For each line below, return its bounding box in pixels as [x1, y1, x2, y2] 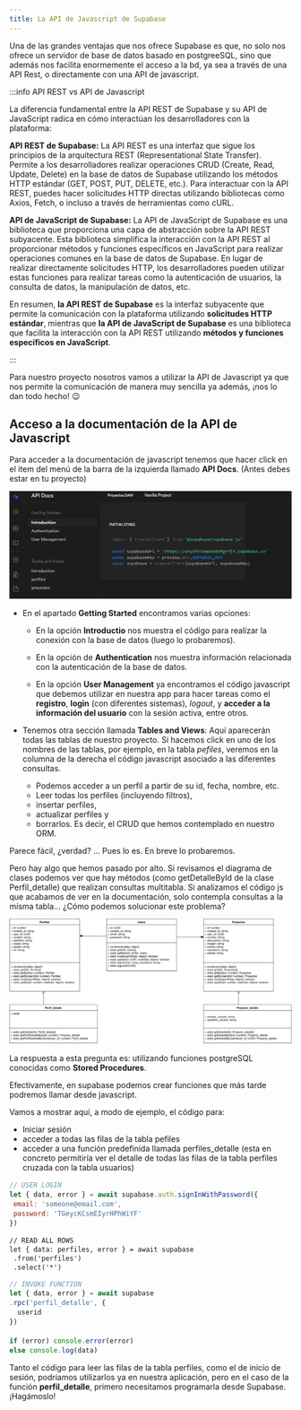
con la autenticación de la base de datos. [35, 662, 188, 673]
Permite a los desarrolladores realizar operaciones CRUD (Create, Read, [9, 159, 275, 170]
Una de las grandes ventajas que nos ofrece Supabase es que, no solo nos [9, 40, 287, 51]
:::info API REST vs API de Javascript [9, 86, 145, 97]
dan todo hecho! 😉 [9, 390, 81, 401]
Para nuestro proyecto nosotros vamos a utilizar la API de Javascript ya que [9, 371, 289, 382]
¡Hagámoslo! [9, 1390, 56, 1401]
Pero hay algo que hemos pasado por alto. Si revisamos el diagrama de [9, 863, 272, 874]
